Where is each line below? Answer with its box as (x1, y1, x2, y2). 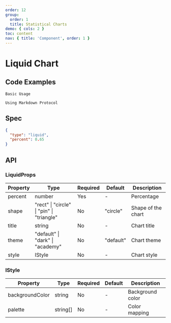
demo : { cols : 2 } (5, 26, 44, 32)
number (35, 193, 53, 200)
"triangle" (35, 214, 58, 221)
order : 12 (5, 7, 26, 13)
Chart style (131, 251, 158, 258)
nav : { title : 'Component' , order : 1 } (5, 36, 90, 41)
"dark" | (35, 237, 53, 244)
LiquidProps (5, 171, 36, 178)
